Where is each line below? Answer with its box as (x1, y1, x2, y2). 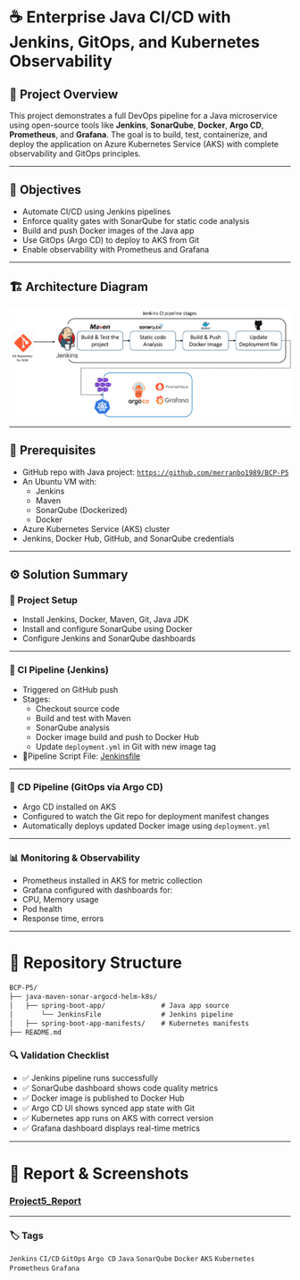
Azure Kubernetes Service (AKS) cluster (21, 523, 171, 534)
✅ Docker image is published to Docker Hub (21, 1093, 185, 1103)
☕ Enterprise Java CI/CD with (9, 7, 231, 28)
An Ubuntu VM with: (21, 476, 96, 486)
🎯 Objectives (9, 182, 82, 197)
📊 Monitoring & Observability (9, 852, 141, 864)
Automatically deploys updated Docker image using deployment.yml (21, 820, 271, 831)
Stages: (21, 694, 51, 704)
